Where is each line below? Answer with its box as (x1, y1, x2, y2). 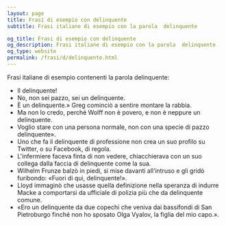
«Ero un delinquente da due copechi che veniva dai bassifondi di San (16, 203, 212, 211)
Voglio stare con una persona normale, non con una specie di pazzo (16, 123, 210, 131)
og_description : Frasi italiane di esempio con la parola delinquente (7, 42, 216, 49)
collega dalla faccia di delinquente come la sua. (16, 159, 151, 167)
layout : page (7, 10, 45, 17)
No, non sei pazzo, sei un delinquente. (16, 93, 125, 102)
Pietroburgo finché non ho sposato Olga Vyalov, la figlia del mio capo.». (16, 210, 219, 218)
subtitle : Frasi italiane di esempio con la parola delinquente (7, 23, 197, 29)
